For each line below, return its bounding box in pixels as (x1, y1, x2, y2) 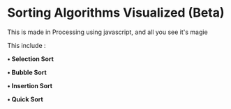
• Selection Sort (7, 54, 54, 63)
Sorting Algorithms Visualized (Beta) (7, 5, 225, 21)
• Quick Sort (7, 95, 43, 103)
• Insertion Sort (7, 81, 53, 90)
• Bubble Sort (7, 68, 47, 76)
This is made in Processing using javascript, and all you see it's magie (7, 28, 208, 36)
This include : (7, 41, 47, 49)
